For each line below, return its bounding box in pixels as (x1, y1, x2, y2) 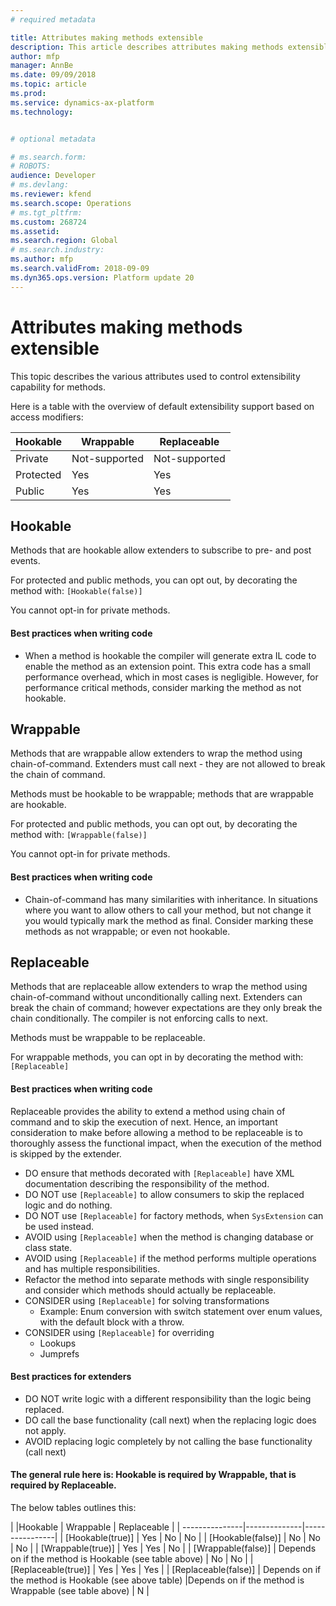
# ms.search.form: (10, 152, 87, 162)
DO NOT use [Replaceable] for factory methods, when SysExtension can (24, 1209, 324, 1221)
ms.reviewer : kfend (10, 189, 92, 199)
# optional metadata (10, 134, 97, 144)
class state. (24, 1241, 73, 1253)
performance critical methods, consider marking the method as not (24, 681, 302, 693)
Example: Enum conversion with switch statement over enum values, (39, 1305, 323, 1317)
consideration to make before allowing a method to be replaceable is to (10, 1126, 303, 1138)
